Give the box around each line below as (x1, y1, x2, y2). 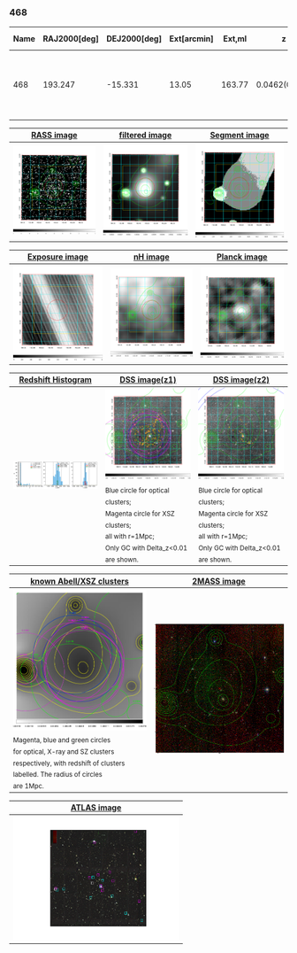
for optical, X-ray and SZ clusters (12, 747, 115, 756)
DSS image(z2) (212, 375, 270, 385)
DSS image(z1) (119, 375, 177, 385)
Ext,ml (223, 34, 247, 44)
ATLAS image (70, 802, 122, 813)
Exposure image (27, 252, 88, 262)
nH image (133, 252, 170, 262)
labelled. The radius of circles (12, 771, 103, 779)
